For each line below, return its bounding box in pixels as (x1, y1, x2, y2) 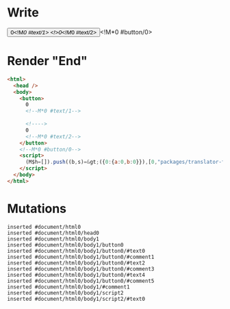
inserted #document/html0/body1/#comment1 (7, 283, 130, 291)
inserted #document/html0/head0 (7, 230, 99, 236)
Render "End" (7, 53, 88, 69)
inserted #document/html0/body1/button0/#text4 (7, 271, 146, 278)
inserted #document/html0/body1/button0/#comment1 (7, 254, 155, 260)
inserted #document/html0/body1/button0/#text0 (7, 247, 146, 254)
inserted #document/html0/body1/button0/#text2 (7, 259, 146, 267)
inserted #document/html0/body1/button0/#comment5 (7, 277, 155, 284)
